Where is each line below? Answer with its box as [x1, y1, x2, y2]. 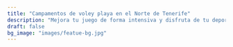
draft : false [7, 23, 45, 30]
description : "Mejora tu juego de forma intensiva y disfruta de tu [7, 17, 209, 23]
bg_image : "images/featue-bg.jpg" [7, 29, 107, 37]
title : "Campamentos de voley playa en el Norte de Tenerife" [7, 10, 191, 17]
